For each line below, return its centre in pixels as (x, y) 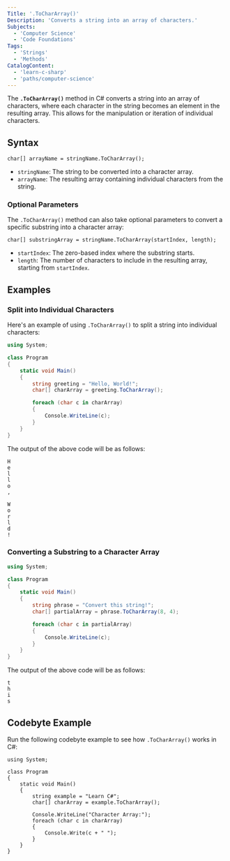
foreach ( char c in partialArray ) (82, 624)
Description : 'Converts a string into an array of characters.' (102, 20)
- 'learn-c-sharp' (40, 72)
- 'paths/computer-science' (54, 79)
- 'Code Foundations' (45, 40)
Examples (29, 289)
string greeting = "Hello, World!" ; (85, 384)
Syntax (23, 143)
